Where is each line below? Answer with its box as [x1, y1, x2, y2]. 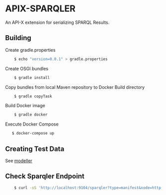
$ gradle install [14, 75, 50, 80]
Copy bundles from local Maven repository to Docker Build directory [5, 84, 145, 90]
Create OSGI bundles [5, 65, 49, 71]
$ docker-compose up [11, 131, 55, 136]
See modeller [5, 157, 32, 164]
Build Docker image [5, 103, 46, 109]
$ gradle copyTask [14, 94, 52, 99]
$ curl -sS [14, 185, 37, 190]
